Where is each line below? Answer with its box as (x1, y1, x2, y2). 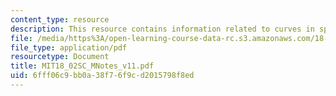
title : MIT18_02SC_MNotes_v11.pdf (10, 61, 155, 71)
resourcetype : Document (10, 52, 110, 62)
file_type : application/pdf (10, 42, 128, 53)
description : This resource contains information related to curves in (10, 24, 315, 34)
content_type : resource (10, 14, 110, 25)
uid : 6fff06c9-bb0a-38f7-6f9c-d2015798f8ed (10, 71, 195, 81)
